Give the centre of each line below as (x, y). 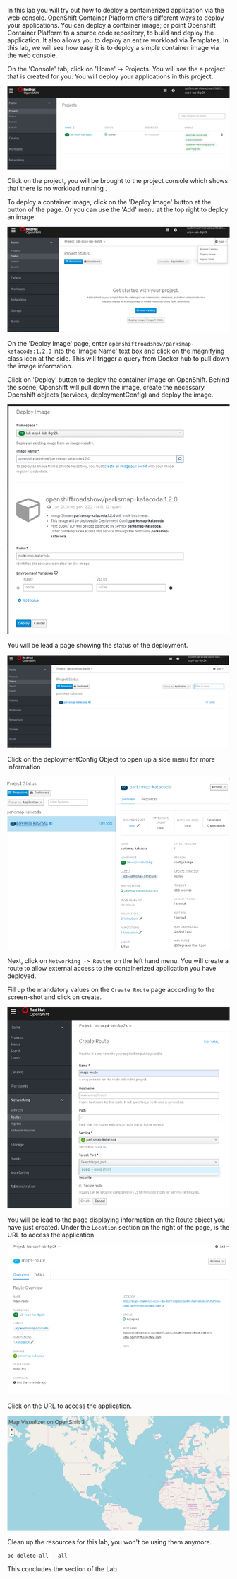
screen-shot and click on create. (55, 997)
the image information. (40, 366)
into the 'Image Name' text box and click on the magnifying (139, 351)
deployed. (22, 976)
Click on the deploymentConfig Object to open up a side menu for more (111, 759)
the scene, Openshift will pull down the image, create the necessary (106, 387)
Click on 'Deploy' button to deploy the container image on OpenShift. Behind (119, 379)
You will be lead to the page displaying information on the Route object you (116, 1220)
